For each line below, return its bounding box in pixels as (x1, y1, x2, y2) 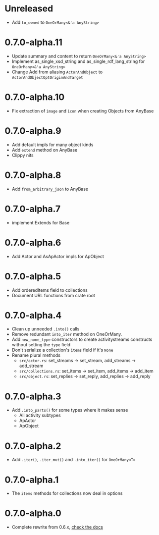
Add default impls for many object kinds (11, 142, 94, 148)
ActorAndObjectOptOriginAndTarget (11, 75, 83, 80)
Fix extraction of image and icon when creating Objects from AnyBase (11, 107, 154, 114)
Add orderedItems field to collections (11, 287, 88, 293)
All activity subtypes (19, 412, 61, 419)
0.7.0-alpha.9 (4, 125, 61, 136)
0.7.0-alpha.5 (4, 270, 61, 282)
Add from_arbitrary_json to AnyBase (11, 186, 89, 192)
